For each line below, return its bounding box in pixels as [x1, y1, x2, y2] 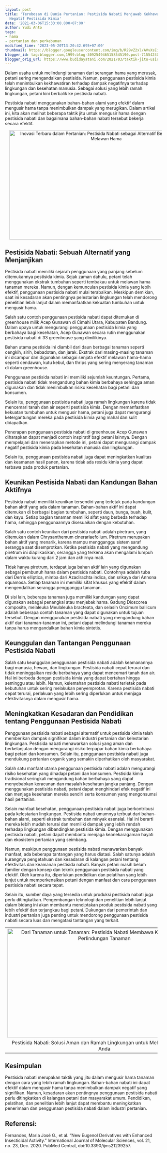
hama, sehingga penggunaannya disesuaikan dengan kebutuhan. [5, 519, 135, 525]
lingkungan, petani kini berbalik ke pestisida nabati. [5, 91, 107, 97]
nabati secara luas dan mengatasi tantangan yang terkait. [5, 917, 120, 923]
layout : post [5, 7, 31, 12]
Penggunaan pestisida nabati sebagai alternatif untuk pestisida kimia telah [5, 730, 153, 736]
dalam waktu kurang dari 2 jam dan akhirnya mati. [5, 554, 105, 560]
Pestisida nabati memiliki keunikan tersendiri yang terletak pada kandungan [5, 498, 156, 505]
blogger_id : [5, 52, 29, 57]
